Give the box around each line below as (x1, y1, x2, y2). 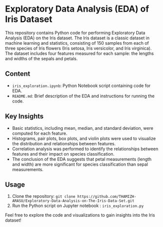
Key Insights (5, 112, 44, 121)
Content (5, 70, 31, 78)
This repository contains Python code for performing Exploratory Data (5, 30, 145, 35)
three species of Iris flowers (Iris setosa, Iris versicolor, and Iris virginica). (5, 45, 152, 51)
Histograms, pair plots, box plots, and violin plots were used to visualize (12, 135, 156, 141)
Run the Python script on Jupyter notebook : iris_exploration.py (12, 203, 144, 209)
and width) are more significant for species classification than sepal (12, 161, 148, 167)
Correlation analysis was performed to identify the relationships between (12, 146, 159, 152)
